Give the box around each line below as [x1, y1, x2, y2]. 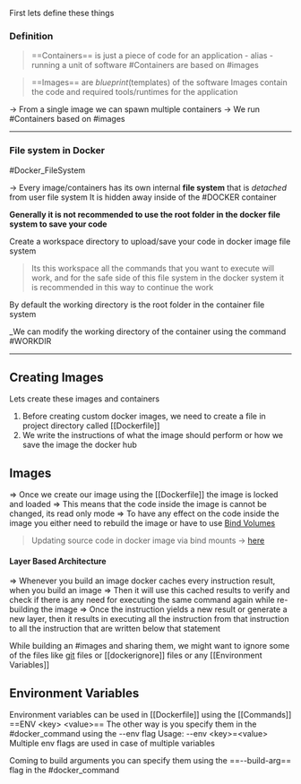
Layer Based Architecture [9, 556, 107, 566]
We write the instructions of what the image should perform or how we [21, 430, 284, 441]
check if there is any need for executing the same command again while [9, 595, 275, 606]
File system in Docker [9, 144, 106, 157]
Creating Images [9, 369, 104, 384]
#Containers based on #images [9, 114, 125, 125]
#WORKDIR [9, 335, 52, 346]
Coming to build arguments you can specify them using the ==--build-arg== [9, 755, 292, 766]
